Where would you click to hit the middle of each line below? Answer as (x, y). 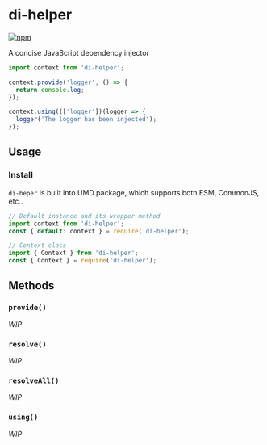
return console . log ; (50, 90)
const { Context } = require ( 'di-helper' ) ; (83, 261)
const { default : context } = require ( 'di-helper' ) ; (99, 231)
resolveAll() (34, 380)
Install (21, 175)
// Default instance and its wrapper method (84, 216)
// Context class (38, 246)
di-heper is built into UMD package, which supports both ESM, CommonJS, (134, 192)
